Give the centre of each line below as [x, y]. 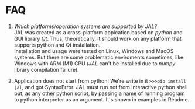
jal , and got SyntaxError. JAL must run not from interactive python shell [101, 87]
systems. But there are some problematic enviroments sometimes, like [99, 57]
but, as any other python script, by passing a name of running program [99, 93]
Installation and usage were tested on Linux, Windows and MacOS [94, 51]
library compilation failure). [47, 69]
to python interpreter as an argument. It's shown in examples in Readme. [102, 99]
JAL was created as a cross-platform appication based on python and [98, 32]
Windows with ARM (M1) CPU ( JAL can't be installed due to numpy [95, 63]
